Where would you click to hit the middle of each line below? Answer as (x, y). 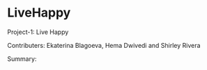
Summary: (22, 59)
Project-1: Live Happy (38, 32)
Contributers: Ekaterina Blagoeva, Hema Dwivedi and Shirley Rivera (104, 45)
